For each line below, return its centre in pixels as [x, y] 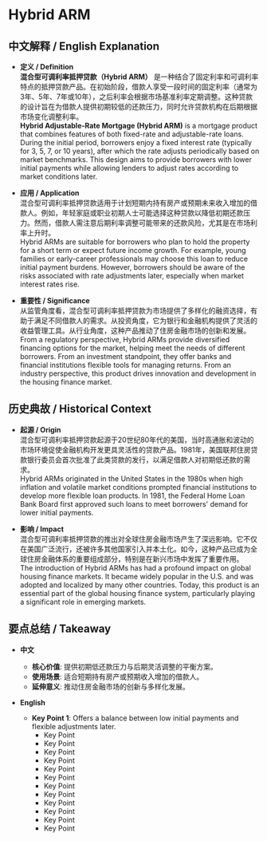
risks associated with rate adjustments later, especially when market [132, 276]
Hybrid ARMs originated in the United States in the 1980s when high [131, 478]
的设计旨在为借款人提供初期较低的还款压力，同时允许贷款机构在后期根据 [138, 107]
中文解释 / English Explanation [84, 46]
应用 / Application [49, 193]
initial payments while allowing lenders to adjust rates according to [129, 168]
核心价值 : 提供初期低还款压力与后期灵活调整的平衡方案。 [124, 666]
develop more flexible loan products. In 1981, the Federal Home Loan [132, 496]
